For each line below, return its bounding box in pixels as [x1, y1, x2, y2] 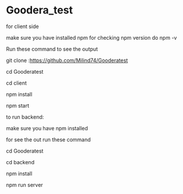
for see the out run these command [6, 136, 91, 143]
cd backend [6, 158, 35, 165]
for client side [6, 23, 39, 30]
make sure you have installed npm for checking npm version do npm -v [6, 34, 177, 41]
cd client [6, 79, 27, 86]
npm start [6, 102, 30, 109]
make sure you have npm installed [6, 124, 89, 131]
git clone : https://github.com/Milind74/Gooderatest [6, 57, 128, 64]
